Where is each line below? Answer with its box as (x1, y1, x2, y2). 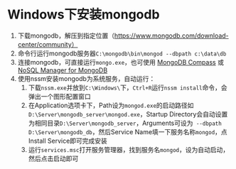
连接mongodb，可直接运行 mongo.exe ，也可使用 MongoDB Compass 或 (17, 58, 224, 66)
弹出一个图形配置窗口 (28, 92, 91, 100)
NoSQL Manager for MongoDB (17, 65, 108, 75)
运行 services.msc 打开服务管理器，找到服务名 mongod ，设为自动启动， (28, 145, 230, 153)
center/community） (17, 40, 78, 48)
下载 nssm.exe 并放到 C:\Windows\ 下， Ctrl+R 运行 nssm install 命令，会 (28, 83, 227, 92)
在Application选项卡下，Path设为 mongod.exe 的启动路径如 (28, 101, 194, 109)
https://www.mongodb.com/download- (114, 31, 229, 40)
